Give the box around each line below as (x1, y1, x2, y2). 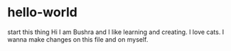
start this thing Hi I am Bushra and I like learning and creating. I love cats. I (7, 28, 225, 36)
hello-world (7, 4, 78, 21)
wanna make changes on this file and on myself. (7, 35, 149, 43)
